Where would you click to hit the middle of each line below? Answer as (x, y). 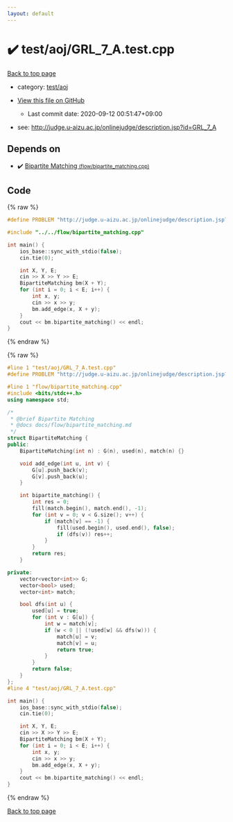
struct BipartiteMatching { (48, 438)
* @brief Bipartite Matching (52, 419)
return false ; (52, 669)
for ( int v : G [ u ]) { (63, 618)
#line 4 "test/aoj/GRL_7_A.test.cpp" (62, 688)
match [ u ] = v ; (77, 637)
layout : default (31, 14)
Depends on (34, 149)
